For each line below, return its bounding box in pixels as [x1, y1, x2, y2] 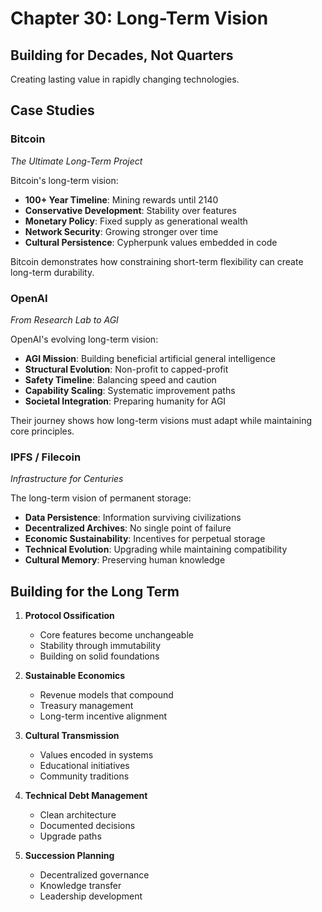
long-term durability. [10, 266, 95, 278]
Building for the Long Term [10, 583, 180, 600]
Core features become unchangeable [39, 629, 194, 641]
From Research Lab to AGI [10, 313, 119, 326]
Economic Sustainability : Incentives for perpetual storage [24, 533, 266, 545]
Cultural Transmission [24, 730, 120, 742]
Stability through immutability [39, 640, 162, 652]
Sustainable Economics [24, 670, 126, 682]
